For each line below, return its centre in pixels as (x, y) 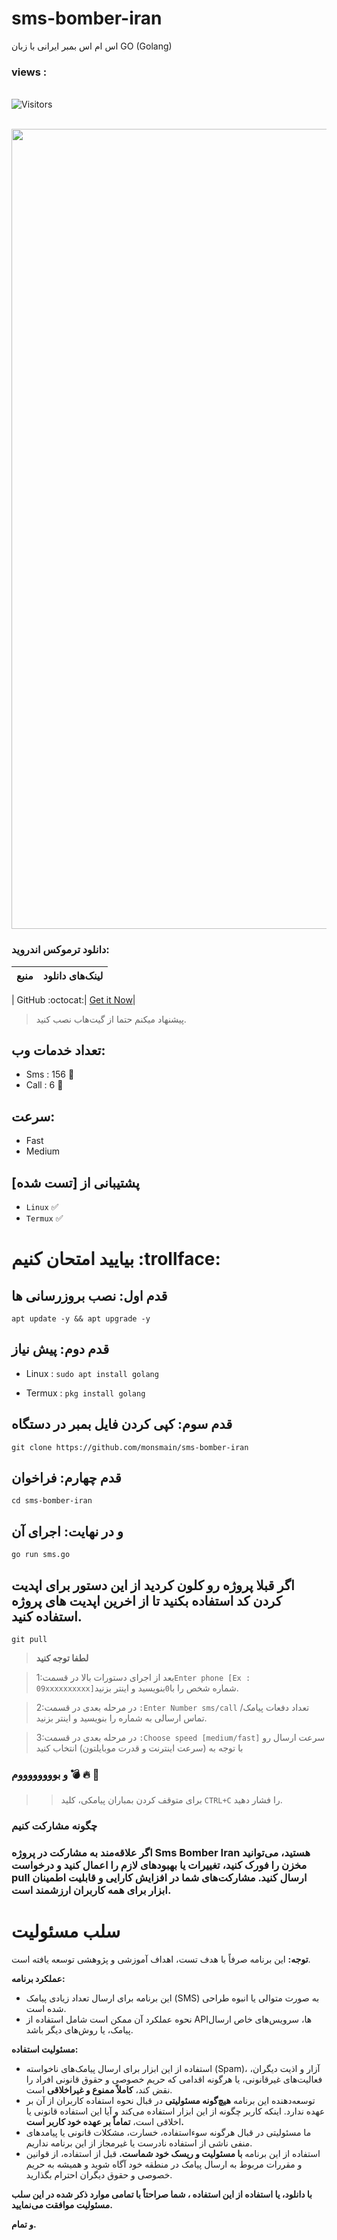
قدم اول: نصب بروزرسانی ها (89, 1295)
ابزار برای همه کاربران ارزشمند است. (91, 1890)
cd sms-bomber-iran (52, 1501)
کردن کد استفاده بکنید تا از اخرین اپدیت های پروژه (147, 1600)
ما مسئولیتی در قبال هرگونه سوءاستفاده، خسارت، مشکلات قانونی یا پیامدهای (168, 2133)
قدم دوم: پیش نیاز (60, 1349)
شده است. (46, 2009)
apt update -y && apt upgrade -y (81, 1318)
